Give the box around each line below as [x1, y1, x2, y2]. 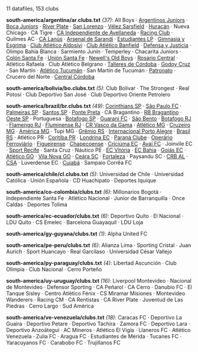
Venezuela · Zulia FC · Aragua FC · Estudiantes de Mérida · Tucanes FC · [6, 333, 182, 340]
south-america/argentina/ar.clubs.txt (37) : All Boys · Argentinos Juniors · [6, 17, 188, 23]
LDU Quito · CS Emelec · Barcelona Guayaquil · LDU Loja [6, 219, 144, 226]
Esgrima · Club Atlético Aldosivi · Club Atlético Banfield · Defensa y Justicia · [6, 41, 191, 49]
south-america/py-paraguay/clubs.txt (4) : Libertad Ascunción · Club [6, 260, 177, 266]
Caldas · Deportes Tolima [6, 201, 68, 208]
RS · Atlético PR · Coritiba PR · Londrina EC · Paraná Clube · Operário [6, 134, 173, 141]
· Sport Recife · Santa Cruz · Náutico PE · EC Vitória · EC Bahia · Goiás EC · [6, 146, 186, 153]
